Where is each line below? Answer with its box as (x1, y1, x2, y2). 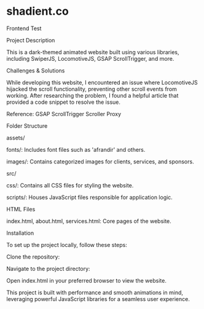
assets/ (6, 134, 25, 141)
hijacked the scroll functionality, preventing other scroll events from (6, 85, 177, 93)
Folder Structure (6, 122, 48, 130)
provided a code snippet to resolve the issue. (6, 98, 121, 106)
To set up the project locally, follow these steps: (6, 241, 128, 248)
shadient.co (6, 4, 69, 18)
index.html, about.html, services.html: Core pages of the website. (6, 217, 172, 225)
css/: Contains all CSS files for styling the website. (6, 181, 134, 189)
